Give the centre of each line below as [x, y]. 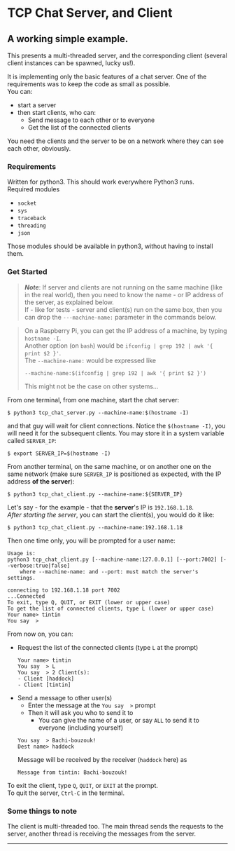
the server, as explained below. [69, 302]
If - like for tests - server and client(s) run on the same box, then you [123, 309]
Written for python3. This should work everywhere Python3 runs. [101, 182]
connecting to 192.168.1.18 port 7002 [64, 590]
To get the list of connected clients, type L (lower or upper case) [111, 608]
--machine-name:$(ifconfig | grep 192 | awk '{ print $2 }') [115, 373]
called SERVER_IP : [32, 440]
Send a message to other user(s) [65, 697]
